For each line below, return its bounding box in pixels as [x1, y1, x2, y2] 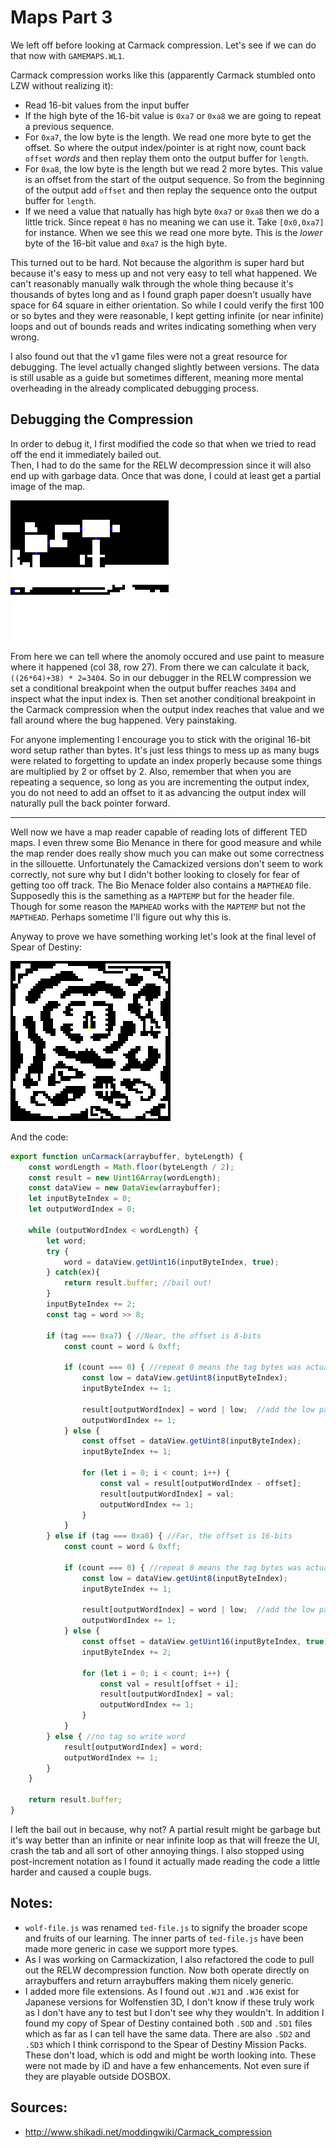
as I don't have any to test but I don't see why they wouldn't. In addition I [24, 2006, 325, 2018]
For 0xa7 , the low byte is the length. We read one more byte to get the [24, 131, 312, 143]
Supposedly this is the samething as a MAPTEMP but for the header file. [10, 889, 295, 901]
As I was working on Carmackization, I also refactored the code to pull [24, 1953, 315, 1965]
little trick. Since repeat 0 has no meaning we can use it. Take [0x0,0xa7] [24, 216, 325, 228]
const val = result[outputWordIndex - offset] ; [99, 1478, 302, 1488]
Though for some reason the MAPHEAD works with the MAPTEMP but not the [10, 900, 306, 912]
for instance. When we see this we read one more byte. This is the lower [24, 226, 323, 238]
